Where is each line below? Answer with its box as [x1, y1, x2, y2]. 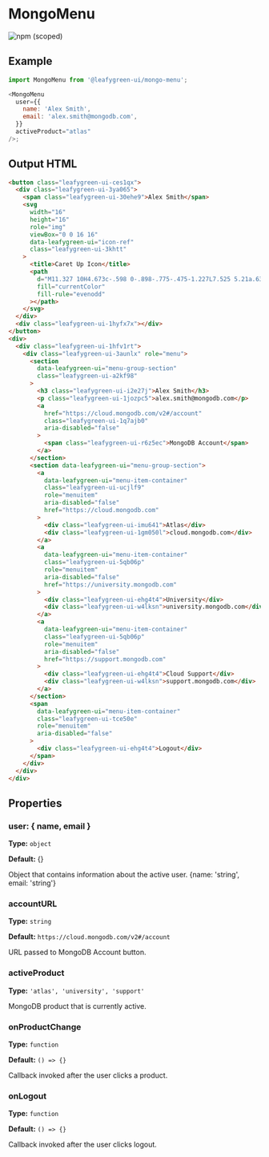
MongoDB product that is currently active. [8, 1001, 147, 1010]
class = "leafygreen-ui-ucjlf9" [43, 484, 146, 492]
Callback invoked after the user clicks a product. [8, 1070, 168, 1080]
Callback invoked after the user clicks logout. [8, 1139, 158, 1150]
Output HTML [8, 157, 78, 171]
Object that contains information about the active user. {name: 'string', [8, 870, 240, 880]
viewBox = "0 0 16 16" [29, 230, 98, 239]
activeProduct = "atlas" [15, 127, 91, 135]
